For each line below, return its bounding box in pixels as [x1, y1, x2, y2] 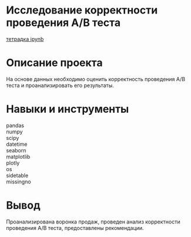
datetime [6, 141, 28, 148]
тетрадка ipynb [6, 35, 44, 42]
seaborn [6, 146, 26, 153]
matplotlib [6, 153, 31, 160]
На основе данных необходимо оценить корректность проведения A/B [6, 75, 186, 82]
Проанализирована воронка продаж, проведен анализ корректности [6, 218, 180, 225]
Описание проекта [6, 56, 103, 69]
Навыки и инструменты [6, 102, 129, 116]
